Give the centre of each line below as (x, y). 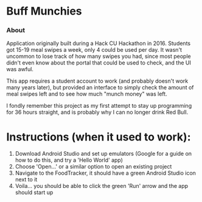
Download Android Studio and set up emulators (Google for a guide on (103, 154)
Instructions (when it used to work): (99, 137)
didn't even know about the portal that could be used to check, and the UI (99, 63)
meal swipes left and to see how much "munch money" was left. (87, 94)
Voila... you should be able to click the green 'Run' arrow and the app (102, 186)
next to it (26, 179)
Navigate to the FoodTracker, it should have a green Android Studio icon (106, 173)
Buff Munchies (44, 11)
